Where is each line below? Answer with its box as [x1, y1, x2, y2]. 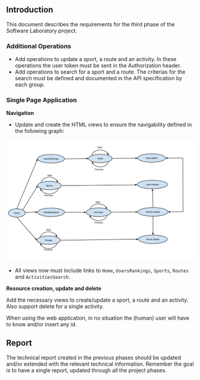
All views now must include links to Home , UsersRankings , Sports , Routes [14, 266, 189, 274]
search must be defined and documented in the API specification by [14, 75, 183, 82]
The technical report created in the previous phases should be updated [6, 354, 181, 361]
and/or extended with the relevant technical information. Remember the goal [6, 360, 194, 367]
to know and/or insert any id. [6, 320, 77, 328]
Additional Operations [6, 42, 72, 50]
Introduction [6, 5, 54, 15]
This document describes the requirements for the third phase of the [6, 20, 175, 28]
